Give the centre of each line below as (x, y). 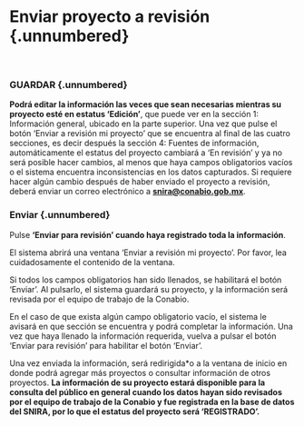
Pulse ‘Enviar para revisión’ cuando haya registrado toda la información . (147, 234)
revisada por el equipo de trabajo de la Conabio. (99, 299)
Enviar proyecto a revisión (110, 17)
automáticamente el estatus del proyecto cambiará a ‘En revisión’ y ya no (146, 153)
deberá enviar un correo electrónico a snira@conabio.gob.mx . (128, 192)
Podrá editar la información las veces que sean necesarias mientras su (146, 104)
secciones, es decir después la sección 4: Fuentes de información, (134, 144)
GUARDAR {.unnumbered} (69, 84)
